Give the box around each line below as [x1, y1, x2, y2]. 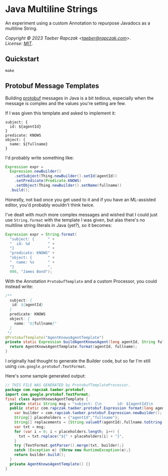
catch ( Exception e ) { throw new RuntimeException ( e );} [14, 447, 131, 453]
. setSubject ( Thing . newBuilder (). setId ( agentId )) [14, 173, 117, 178]
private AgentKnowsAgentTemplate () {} [9, 461, 91, 466]
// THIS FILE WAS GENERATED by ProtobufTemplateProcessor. [5, 382, 131, 388]
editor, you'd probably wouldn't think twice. [5, 201, 95, 208]
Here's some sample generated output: [5, 373, 86, 379]
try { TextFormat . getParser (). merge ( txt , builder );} [14, 443, 124, 448]
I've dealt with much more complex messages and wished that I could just [5, 211, 157, 217]
